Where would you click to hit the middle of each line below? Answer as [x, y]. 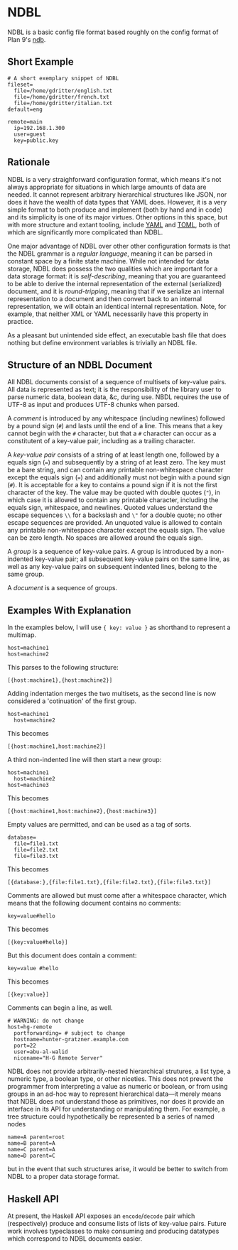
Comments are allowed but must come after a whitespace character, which [117, 896]
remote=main [25, 121]
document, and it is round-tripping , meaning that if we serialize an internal [116, 291]
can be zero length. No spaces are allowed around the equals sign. [105, 538]
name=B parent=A [31, 1143]
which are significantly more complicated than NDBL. [85, 232]
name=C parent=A [31, 1150]
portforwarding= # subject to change [70, 1033]
